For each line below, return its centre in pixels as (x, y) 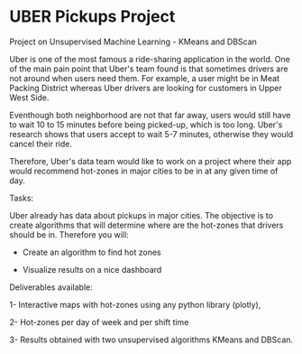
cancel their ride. (41, 144)
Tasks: (22, 198)
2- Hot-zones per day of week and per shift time (99, 321)
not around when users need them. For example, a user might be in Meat (144, 78)
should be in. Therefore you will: (69, 234)
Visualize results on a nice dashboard (92, 269)
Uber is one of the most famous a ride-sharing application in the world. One (150, 59)
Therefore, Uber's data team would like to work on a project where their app (151, 161)
